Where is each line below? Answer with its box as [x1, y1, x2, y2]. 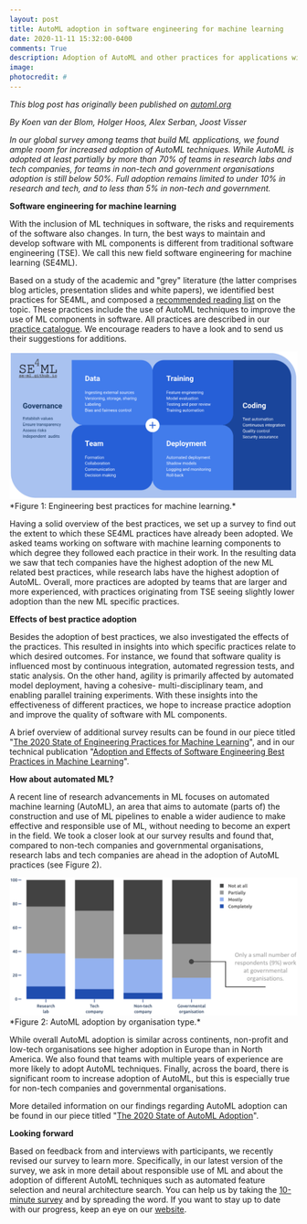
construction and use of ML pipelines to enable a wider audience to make [9, 811, 286, 822]
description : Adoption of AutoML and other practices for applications [9, 53, 288, 63]
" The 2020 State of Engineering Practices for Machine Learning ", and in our [9, 737, 295, 748]
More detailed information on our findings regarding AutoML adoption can [9, 1100, 288, 1111]
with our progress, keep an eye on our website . [9, 1203, 187, 1215]
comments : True [9, 44, 68, 53]
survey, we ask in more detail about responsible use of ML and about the [9, 1165, 283, 1176]
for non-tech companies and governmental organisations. [9, 1082, 227, 1093]
